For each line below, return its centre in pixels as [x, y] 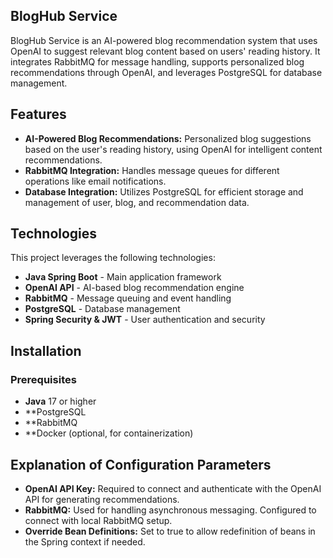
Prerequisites [43, 379]
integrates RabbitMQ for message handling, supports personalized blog [157, 61]
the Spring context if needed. [85, 541]
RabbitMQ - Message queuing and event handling [128, 298]
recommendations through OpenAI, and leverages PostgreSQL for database [166, 72]
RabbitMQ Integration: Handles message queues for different [152, 170]
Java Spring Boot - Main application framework [123, 277]
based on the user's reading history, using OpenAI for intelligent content [173, 149]
